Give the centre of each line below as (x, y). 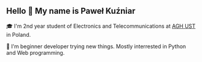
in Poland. (19, 34)
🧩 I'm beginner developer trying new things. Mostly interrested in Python (96, 46)
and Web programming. (35, 52)
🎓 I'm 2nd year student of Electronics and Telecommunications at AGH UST (101, 26)
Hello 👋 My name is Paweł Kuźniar (71, 11)
